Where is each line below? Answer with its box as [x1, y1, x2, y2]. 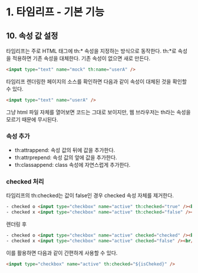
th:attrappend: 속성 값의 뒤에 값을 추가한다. [14, 147, 115, 154]
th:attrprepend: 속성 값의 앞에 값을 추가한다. [14, 154, 117, 161]
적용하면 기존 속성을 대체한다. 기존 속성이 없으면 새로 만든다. [12, 55, 151, 62]
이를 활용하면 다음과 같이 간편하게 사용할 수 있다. [6, 249, 118, 256]
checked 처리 [6, 177, 44, 186]
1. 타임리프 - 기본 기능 [6, 5, 105, 19]
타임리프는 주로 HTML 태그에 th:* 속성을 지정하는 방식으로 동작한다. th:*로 [6, 48, 177, 54]
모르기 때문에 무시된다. [6, 116, 58, 123]
